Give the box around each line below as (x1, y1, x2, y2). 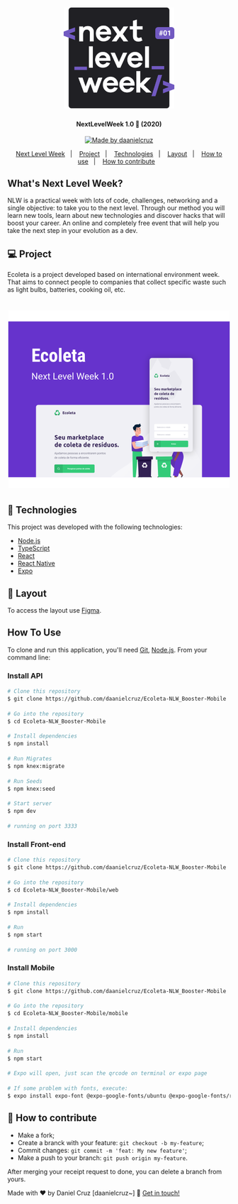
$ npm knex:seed (7, 785, 55, 792)
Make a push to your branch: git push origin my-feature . (17, 1154, 188, 1162)
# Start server (7, 800, 52, 807)
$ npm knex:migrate (7, 762, 65, 770)
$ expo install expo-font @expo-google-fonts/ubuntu (7, 1092, 166, 1100)
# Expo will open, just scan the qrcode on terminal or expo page (7, 1070, 208, 1077)
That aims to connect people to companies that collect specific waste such (7, 278, 227, 287)
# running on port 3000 (7, 946, 78, 953)
